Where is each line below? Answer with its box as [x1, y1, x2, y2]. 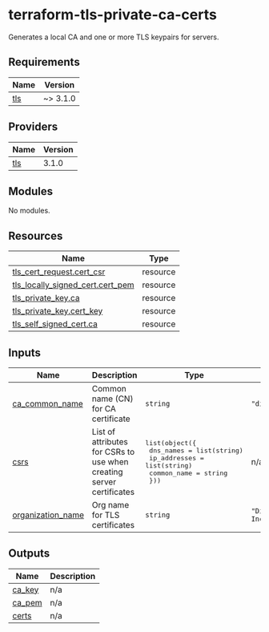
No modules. [8, 206, 50, 216]
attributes [91, 436, 128, 447]
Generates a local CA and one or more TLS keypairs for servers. [8, 32, 219, 42]
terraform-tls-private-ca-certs [8, 6, 218, 24]
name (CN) [91, 393, 134, 404]
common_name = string [149, 469, 228, 477]
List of [91, 427, 116, 437]
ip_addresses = [149, 454, 204, 462]
